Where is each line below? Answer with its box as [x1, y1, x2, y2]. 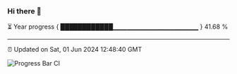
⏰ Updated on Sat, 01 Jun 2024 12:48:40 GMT [7, 45, 142, 54]
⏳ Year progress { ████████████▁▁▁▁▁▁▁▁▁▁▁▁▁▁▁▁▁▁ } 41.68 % [7, 22, 229, 31]
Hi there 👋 [7, 6, 42, 16]
